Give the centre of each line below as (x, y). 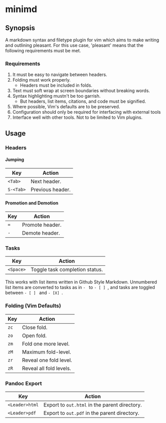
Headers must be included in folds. (56, 85)
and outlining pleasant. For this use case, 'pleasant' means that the (74, 45)
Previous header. (51, 189)
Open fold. (34, 335)
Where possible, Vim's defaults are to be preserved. (66, 107)
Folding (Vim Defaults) (33, 306)
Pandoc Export (24, 383)
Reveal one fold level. (47, 360)
